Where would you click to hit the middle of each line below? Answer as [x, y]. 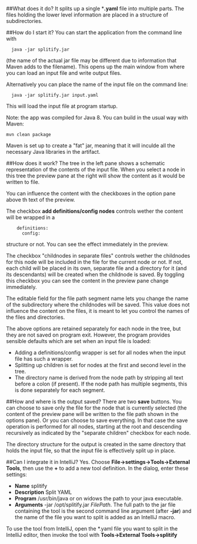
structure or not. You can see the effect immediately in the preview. [87, 244]
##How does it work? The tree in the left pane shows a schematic [86, 163]
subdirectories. [24, 21]
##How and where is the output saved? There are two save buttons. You [94, 401]
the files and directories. [36, 317]
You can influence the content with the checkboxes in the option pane [91, 193]
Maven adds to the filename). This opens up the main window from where [96, 67]
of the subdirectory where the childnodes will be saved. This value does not [98, 305]
